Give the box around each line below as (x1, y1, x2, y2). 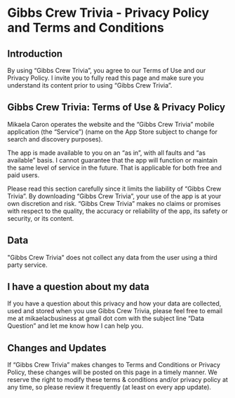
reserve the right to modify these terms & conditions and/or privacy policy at (7, 376, 228, 384)
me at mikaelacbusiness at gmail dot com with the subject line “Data (7, 314, 205, 323)
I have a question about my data (7, 281, 149, 293)
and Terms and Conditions (7, 20, 165, 36)
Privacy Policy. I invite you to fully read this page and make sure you (7, 74, 204, 82)
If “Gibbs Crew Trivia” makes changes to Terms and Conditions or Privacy (7, 361, 221, 369)
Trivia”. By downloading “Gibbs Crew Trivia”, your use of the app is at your (7, 191, 222, 200)
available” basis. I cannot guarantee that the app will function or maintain (7, 156, 218, 164)
